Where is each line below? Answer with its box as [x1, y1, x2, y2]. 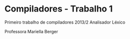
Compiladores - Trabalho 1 [4, 3, 113, 14]
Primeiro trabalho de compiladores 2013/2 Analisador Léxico [4, 19, 126, 25]
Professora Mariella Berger [4, 28, 58, 34]
